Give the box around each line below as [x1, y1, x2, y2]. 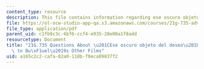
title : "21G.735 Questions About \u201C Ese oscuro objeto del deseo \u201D [6, 43, 200, 49]
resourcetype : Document [6, 37, 67, 43]
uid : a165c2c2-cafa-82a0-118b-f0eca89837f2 [6, 53, 118, 59]
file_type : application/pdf [6, 25, 78, 32]
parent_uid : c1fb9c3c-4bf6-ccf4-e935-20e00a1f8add [6, 31, 137, 37]
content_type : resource [6, 8, 67, 15]
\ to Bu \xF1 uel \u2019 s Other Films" [12, 48, 104, 54]
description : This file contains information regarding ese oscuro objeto [6, 14, 200, 20]
